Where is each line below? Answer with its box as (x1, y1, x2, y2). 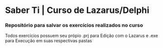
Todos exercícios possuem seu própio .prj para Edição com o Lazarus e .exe (5, 33, 158, 38)
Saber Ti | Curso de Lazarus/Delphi (5, 5, 149, 16)
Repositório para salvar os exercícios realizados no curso (5, 22, 144, 29)
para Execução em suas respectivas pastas (5, 38, 92, 44)
